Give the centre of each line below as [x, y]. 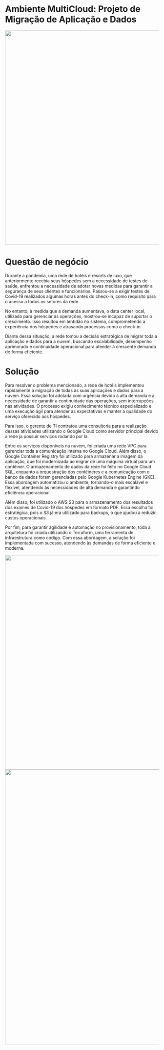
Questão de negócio [47, 262]
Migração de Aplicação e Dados [71, 19]
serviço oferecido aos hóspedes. [38, 416]
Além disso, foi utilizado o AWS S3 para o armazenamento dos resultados [79, 502]
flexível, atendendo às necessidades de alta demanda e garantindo [72, 487]
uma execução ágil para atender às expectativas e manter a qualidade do [79, 411]
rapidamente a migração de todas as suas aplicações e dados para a [74, 390]
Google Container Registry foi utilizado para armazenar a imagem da [74, 456]
